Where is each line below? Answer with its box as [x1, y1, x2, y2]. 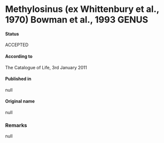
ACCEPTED [5, 42, 29, 48]
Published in [5, 76, 31, 82]
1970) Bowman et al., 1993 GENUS [5, 14, 148, 25]
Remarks [5, 122, 27, 129]
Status [5, 31, 19, 37]
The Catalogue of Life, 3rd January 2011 [5, 64, 87, 70]
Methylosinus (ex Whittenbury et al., [5, 3, 160, 15]
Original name [5, 98, 35, 104]
